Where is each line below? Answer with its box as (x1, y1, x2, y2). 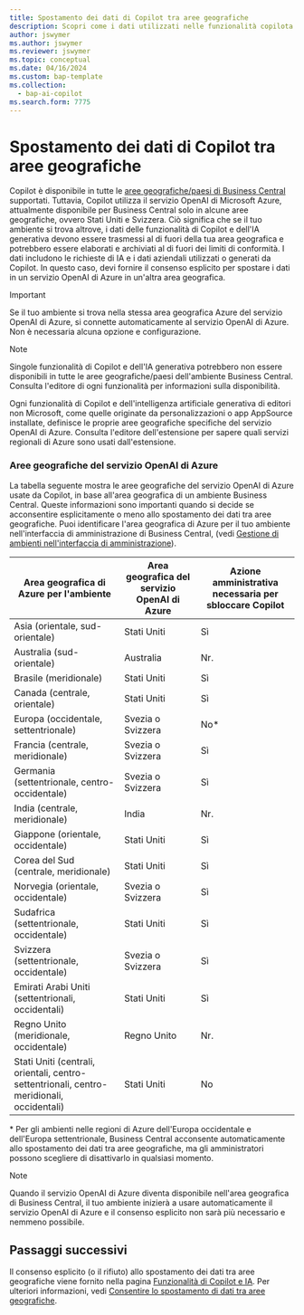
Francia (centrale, (14, 738, 89, 751)
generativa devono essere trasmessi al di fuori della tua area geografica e (9, 233, 284, 244)
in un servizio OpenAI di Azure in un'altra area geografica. (9, 272, 226, 283)
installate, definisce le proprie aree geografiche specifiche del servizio (9, 417, 272, 428)
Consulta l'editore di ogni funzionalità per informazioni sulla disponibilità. (9, 381, 280, 392)
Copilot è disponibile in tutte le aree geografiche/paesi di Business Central (9, 186, 287, 196)
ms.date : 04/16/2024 (9, 64, 88, 73)
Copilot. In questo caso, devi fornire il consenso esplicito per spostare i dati (9, 262, 290, 273)
